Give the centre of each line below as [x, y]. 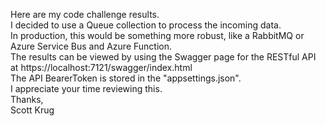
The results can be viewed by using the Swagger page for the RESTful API [163, 57]
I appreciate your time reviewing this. [86, 88]
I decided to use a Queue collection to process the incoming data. [146, 25]
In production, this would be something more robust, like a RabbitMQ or [157, 35]
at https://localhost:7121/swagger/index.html [101, 67]
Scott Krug [32, 110]
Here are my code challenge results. [85, 14]
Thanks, [27, 99]
